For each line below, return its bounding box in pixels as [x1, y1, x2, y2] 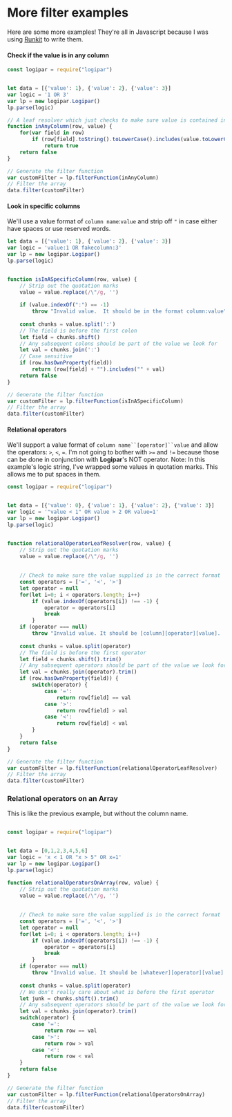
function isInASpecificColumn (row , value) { [7, 275, 137, 283]
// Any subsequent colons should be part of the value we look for [19, 340, 217, 347]
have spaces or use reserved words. [7, 225, 111, 233]
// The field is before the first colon [19, 327, 137, 334]
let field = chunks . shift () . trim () [19, 656, 122, 663]
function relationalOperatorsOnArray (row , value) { [7, 879, 159, 886]
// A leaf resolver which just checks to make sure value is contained [7, 116, 217, 124]
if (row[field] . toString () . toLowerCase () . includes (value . [32, 136, 202, 143]
